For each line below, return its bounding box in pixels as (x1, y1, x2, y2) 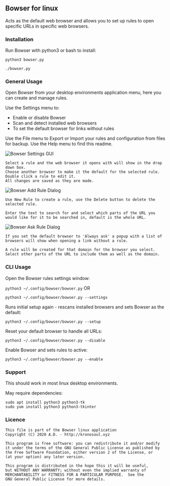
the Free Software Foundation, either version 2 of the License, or (5, 450, 153, 455)
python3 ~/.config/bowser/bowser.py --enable (5, 356, 103, 362)
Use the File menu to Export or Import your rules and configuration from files (5, 135, 166, 142)
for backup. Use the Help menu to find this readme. (5, 141, 113, 147)
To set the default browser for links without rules (12, 125, 114, 132)
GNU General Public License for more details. (5, 477, 106, 482)
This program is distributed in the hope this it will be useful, (5, 464, 149, 469)
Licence (5, 416, 25, 423)
